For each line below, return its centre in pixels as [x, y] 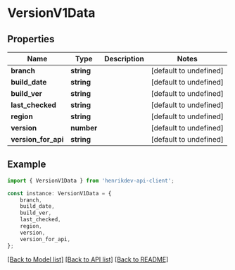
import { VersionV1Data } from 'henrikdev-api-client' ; [91, 180]
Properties [31, 39]
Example [27, 165]
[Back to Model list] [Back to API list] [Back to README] [88, 259]
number [84, 128]
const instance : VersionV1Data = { [59, 193]
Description [124, 59]
